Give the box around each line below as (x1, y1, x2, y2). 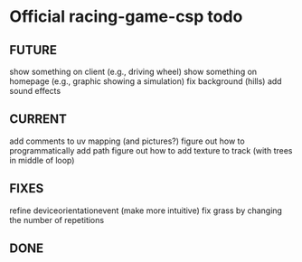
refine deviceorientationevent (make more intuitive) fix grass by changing (9, 205, 283, 216)
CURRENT (9, 111, 68, 127)
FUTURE (9, 42, 57, 58)
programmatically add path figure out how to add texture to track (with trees (9, 145, 293, 155)
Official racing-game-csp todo (9, 6, 243, 27)
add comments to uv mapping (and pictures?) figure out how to (9, 136, 246, 146)
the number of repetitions (9, 214, 105, 225)
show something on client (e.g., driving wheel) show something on (9, 66, 258, 77)
